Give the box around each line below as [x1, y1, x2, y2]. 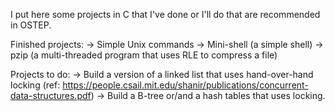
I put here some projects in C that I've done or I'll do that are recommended [10, 9, 321, 20]
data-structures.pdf [10, 90, 92, 101]
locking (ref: [10, 79, 61, 91]
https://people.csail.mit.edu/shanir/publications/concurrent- [62, 79, 309, 91]
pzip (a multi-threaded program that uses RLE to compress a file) [10, 49, 278, 61]
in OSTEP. [10, 19, 52, 31]
